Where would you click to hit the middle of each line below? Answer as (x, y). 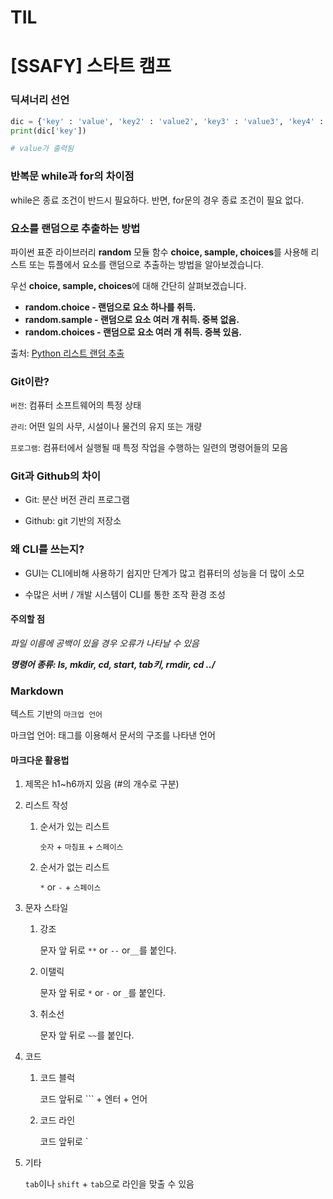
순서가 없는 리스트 (74, 867)
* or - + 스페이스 (70, 887)
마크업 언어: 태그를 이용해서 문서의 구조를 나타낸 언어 (113, 735)
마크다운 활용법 (40, 760)
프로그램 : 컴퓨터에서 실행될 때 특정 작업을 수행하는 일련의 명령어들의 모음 (149, 448)
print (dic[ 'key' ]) (48, 131)
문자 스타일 (46, 908)
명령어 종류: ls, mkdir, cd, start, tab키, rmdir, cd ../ (113, 664)
